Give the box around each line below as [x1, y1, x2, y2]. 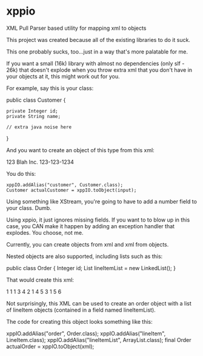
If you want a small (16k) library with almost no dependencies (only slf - [6, 60, 185, 67]
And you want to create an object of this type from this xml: [6, 146, 155, 153]
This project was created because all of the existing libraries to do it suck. [6, 36, 191, 43]
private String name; [6, 113, 61, 119]
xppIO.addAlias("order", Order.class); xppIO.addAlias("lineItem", [6, 330, 166, 337]
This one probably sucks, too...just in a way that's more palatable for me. [6, 47, 188, 55]
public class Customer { [6, 96, 66, 103]
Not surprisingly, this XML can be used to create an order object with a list [6, 299, 192, 307]
